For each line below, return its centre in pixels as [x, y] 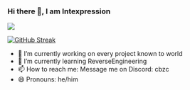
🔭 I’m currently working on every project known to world [100, 54]
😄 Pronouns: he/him [48, 79]
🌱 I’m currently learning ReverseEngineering [82, 61]
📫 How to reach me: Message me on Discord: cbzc [93, 69]
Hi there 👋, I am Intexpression [59, 11]
